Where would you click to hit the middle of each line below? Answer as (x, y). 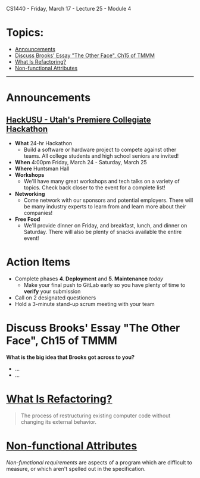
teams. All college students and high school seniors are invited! (101, 156)
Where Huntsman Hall (42, 168)
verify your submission (52, 291)
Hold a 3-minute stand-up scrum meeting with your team (85, 304)
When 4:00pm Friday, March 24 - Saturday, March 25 (81, 162)
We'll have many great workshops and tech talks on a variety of (101, 181)
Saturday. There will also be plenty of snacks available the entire (103, 232)
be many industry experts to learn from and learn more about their (105, 206)
